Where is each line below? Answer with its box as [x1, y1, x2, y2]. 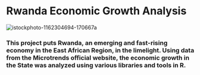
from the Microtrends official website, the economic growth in [6, 54, 190, 62]
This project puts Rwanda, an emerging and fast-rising [6, 39, 168, 47]
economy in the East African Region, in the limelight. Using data [6, 46, 195, 54]
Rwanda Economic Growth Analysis [6, 4, 187, 18]
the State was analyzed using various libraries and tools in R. [6, 61, 186, 69]
